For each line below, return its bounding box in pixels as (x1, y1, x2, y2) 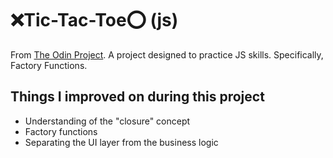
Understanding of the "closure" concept (24, 115, 191, 127)
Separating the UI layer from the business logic (24, 136, 219, 148)
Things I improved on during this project (10, 88, 265, 106)
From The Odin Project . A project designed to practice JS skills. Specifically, (10, 48, 324, 61)
